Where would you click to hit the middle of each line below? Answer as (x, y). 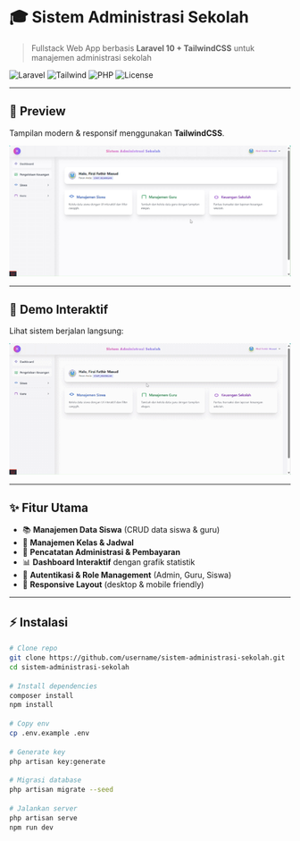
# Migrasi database (46, 780)
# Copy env (29, 724)
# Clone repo (33, 649)
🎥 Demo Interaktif (59, 309)
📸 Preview (37, 111)
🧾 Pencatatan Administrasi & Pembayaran (101, 552)
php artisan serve (43, 818)
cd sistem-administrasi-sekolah (69, 667)
